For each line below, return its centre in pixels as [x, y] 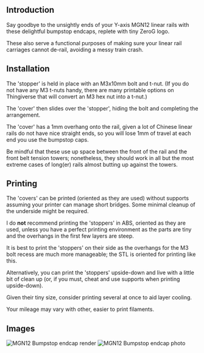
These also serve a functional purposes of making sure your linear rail [94, 43]
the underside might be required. [47, 211]
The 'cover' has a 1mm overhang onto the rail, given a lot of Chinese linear [100, 126]
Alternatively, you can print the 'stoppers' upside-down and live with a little [100, 273]
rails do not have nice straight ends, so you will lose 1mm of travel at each [99, 133]
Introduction [30, 10]
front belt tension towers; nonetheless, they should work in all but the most [100, 158]
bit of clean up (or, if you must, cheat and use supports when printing [93, 279]
